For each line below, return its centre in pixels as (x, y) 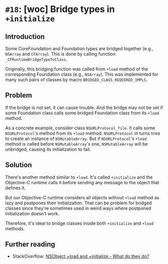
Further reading (30, 244)
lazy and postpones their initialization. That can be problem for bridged (78, 203)
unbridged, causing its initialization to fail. (48, 149)
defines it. (16, 188)
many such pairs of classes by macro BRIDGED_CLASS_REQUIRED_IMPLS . (76, 80)
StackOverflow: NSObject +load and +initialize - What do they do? (81, 256)
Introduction (25, 36)
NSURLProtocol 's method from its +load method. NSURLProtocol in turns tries (83, 133)
